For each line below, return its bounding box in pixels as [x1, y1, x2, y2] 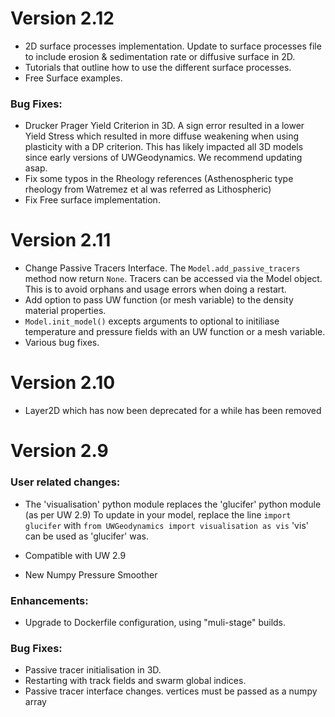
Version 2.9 [10, 440, 109, 462]
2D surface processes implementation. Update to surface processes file [24, 40, 322, 52]
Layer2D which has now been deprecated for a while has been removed [24, 405, 322, 417]
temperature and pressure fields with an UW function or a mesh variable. [24, 326, 326, 338]
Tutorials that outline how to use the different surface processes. [24, 61, 292, 73]
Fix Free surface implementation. [24, 194, 161, 206]
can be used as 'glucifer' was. [24, 530, 149, 542]
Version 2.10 [10, 372, 116, 394]
